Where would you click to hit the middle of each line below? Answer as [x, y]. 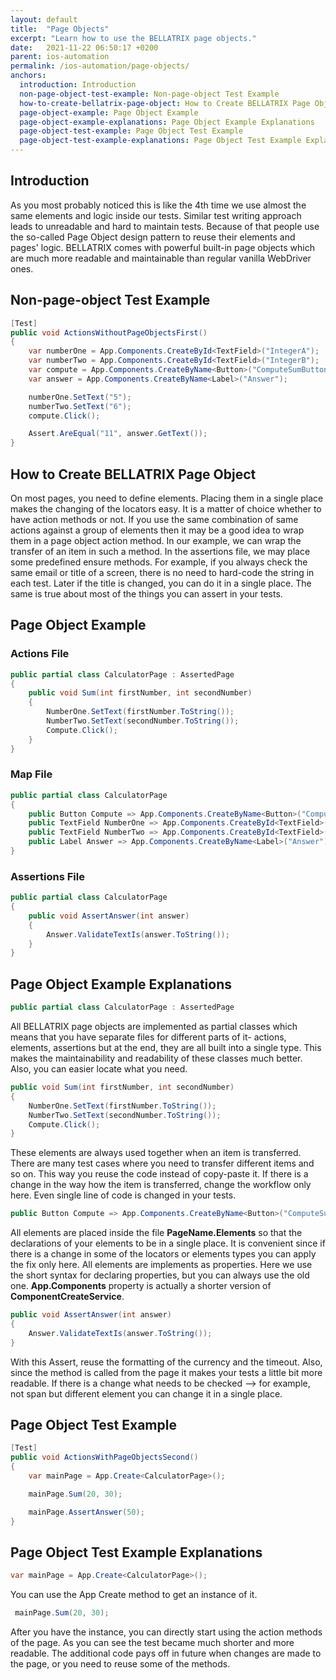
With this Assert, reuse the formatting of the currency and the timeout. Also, [166, 1362]
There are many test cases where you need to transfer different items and [162, 1163]
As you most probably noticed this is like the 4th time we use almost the [158, 205]
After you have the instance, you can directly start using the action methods [166, 1632]
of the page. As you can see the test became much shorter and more [152, 1643]
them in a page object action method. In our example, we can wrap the [156, 540]
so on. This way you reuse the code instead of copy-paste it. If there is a [159, 1174]
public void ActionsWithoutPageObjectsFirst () [109, 332]
